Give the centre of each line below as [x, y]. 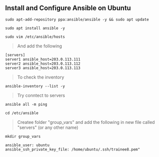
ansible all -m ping [26, 104]
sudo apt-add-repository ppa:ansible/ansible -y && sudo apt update [77, 19]
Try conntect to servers [41, 95]
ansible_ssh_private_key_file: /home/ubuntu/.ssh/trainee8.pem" [73, 149]
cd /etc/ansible [22, 113]
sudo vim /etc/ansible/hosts [35, 37]
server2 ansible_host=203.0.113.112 [43, 64]
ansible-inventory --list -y [35, 86]
